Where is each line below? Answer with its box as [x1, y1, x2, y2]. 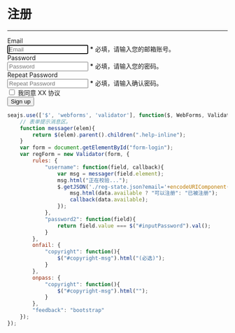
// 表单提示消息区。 [20, 118, 71, 125]
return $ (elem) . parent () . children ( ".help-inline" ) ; [32, 131, 187, 139]
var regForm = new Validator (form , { [20, 151, 130, 158]
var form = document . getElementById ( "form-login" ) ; [20, 144, 173, 151]
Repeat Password [7, 71, 58, 79]
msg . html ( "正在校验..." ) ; [57, 176, 129, 184]
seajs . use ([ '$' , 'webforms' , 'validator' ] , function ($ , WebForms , [7, 111, 205, 119]
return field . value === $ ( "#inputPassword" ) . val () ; [57, 222, 211, 229]
